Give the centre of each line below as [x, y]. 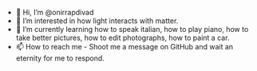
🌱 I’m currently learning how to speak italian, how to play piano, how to [132, 29]
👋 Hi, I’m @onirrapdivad [55, 12]
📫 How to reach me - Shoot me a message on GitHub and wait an [125, 47]
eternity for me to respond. [60, 58]
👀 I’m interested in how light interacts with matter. [97, 21]
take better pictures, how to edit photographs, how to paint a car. [123, 37]
